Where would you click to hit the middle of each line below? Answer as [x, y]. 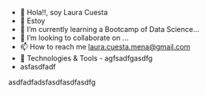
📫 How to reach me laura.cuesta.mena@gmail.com [105, 47]
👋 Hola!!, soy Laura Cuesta [64, 12]
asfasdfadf [38, 67]
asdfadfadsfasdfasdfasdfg [52, 82]
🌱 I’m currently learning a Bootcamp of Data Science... [109, 29]
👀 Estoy [32, 21]
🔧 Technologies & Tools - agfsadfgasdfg [86, 58]
